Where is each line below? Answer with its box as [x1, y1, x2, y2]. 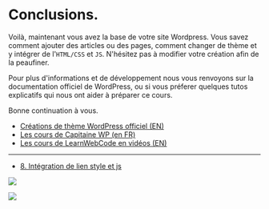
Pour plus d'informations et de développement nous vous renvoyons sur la [8, 73, 254, 82]
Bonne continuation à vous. [8, 106, 98, 115]
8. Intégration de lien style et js [19, 161, 122, 171]
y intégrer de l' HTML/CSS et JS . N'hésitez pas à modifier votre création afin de [8, 49, 259, 58]
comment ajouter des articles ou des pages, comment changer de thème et [8, 40, 258, 50]
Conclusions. [8, 6, 98, 24]
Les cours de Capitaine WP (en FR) [19, 130, 136, 139]
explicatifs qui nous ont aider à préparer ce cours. [8, 90, 173, 99]
